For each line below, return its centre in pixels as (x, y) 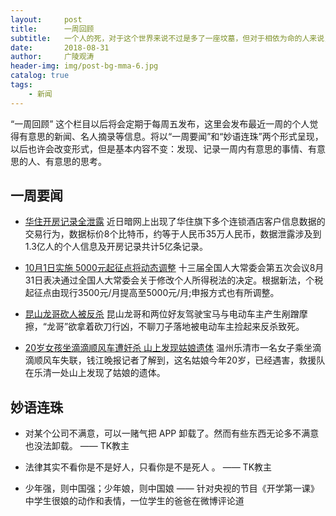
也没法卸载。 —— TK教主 (77, 446)
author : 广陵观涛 (52, 57)
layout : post (46, 19)
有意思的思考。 (75, 161)
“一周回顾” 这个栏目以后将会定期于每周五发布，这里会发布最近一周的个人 (160, 123)
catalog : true (40, 76)
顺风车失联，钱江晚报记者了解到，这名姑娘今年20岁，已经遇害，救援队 (179, 360)
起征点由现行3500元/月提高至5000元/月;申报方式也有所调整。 (152, 293)
